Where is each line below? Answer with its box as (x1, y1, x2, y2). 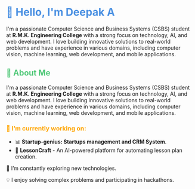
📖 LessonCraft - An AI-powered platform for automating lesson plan (14, 147, 183, 154)
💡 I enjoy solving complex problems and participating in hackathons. (6, 176, 174, 184)
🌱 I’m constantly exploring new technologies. (6, 164, 117, 172)
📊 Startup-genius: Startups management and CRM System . (14, 138, 167, 145)
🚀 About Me (6, 68, 51, 78)
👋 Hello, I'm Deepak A (6, 5, 115, 19)
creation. (14, 153, 37, 160)
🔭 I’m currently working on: (6, 124, 86, 132)
